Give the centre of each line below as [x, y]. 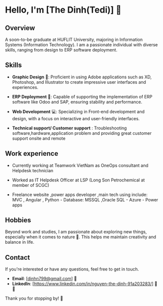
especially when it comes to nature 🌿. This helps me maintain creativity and [81, 237]
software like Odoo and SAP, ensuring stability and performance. [77, 102]
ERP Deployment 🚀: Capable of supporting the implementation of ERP [82, 96]
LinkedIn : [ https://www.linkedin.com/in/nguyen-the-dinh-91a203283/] [83, 284]
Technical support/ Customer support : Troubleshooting [69, 128]
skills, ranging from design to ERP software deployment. [61, 50]
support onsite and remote [39, 138]
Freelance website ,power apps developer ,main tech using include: [80, 195]
